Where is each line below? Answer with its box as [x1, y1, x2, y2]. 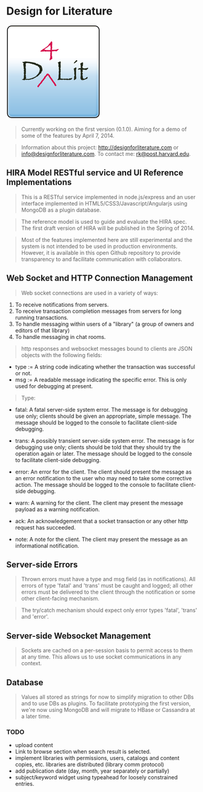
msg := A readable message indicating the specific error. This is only [15, 376, 187, 383]
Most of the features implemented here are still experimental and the [21, 236, 193, 243]
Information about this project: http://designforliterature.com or [21, 144, 179, 151]
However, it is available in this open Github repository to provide [21, 249, 181, 256]
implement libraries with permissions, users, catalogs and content [15, 754, 180, 762]
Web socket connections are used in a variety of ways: [21, 289, 159, 297]
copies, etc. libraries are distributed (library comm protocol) [15, 761, 165, 768]
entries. [15, 780, 35, 788]
